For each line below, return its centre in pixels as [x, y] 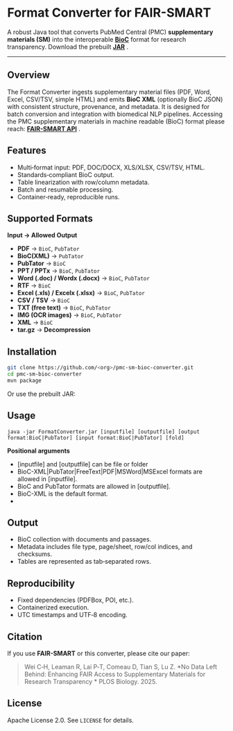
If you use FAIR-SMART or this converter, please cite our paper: [98, 653]
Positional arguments [39, 451]
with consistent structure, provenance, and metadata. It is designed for [109, 106]
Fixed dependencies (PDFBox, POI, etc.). [75, 600]
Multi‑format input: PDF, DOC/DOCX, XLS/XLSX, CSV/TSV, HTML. [111, 167]
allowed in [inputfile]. [47, 479]
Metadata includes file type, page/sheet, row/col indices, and [105, 547]
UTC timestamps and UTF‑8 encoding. [72, 615]
